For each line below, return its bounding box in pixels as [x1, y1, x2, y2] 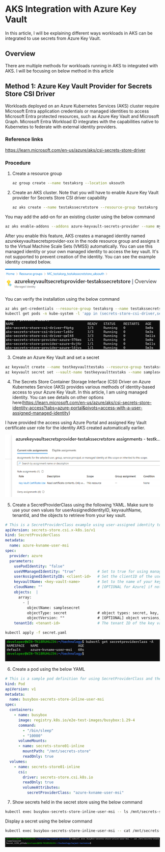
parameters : [9, 559, 34, 564]
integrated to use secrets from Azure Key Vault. [5, 35, 101, 41]
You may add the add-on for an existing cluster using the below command [5, 214, 155, 220]
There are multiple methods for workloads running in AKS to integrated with [5, 62, 158, 68]
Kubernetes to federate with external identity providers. [5, 124, 117, 130]
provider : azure [9, 553, 43, 558]
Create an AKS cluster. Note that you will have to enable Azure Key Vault [12, 190, 159, 196]
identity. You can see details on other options [12, 394, 104, 400]
